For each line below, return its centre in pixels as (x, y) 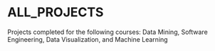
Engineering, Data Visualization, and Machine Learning (88, 39)
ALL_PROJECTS (56, 12)
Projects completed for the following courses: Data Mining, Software (107, 32)
